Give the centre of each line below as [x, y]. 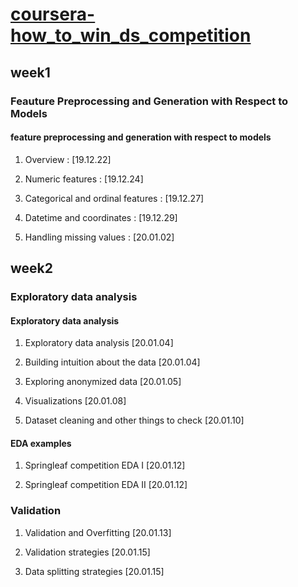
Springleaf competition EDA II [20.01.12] [106, 485]
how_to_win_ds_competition [131, 35]
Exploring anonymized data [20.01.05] [103, 382]
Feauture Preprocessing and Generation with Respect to [149, 101]
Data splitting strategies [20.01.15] [94, 571]
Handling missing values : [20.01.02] [99, 237]
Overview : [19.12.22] [68, 159]
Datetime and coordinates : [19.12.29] [101, 217]
